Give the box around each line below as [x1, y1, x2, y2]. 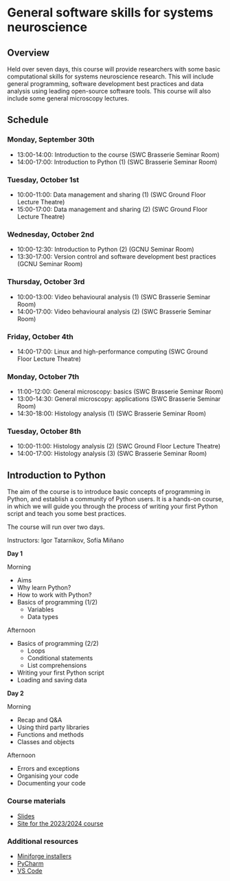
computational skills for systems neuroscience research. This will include [7, 72, 214, 80]
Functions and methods [16, 730, 84, 739]
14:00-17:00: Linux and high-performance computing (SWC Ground [16, 347, 208, 356]
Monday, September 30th [7, 135, 95, 144]
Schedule [7, 114, 49, 126]
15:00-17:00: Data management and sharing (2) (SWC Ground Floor [16, 205, 208, 213]
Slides [16, 812, 35, 820]
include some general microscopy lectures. [7, 94, 129, 102]
